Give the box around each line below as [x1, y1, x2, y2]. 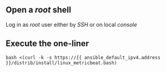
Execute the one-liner [5, 39, 89, 49]
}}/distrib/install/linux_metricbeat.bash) [5, 60, 118, 66]
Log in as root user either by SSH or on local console [5, 21, 138, 28]
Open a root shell [5, 5, 71, 15]
